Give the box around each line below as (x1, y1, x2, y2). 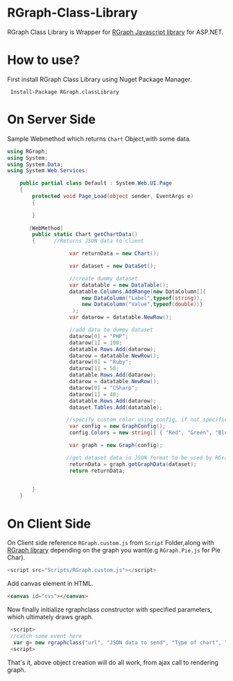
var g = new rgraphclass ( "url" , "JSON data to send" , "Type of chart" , (13, 639, 222, 646)
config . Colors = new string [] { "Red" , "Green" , (69, 429, 213, 437)
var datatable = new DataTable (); (69, 281, 169, 289)
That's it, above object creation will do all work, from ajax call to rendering (7, 658, 218, 666)
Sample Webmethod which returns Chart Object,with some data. (7, 134, 191, 143)
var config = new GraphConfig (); (69, 423, 166, 430)
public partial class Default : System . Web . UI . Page (19, 180, 172, 187)
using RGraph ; (7, 148, 49, 155)
